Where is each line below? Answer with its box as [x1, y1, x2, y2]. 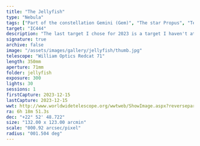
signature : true [6, 36, 46, 42]
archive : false [6, 42, 44, 48]
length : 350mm [6, 58, 42, 64]
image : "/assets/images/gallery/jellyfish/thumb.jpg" [6, 48, 143, 54]
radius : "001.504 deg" [6, 131, 62, 137]
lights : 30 [6, 81, 33, 87]
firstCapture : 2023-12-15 [6, 92, 70, 98]
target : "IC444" [6, 25, 46, 32]
